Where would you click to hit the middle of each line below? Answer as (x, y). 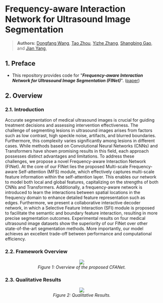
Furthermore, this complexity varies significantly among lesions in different (80, 141)
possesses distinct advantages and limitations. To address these (70, 156)
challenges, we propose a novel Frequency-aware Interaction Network (76, 161)
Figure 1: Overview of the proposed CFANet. (82, 267)
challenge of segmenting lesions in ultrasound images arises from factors (79, 130)
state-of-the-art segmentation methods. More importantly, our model (74, 229)
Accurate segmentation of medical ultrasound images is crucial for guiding (80, 120)
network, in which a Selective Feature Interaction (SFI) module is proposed (80, 208)
